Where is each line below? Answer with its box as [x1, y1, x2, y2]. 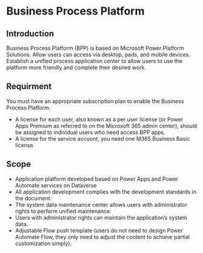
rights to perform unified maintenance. [15, 207, 112, 215]
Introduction [6, 29, 55, 39]
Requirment [6, 81, 52, 92]
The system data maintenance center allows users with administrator [15, 201, 188, 208]
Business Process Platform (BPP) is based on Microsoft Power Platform [6, 44, 184, 52]
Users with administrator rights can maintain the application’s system [15, 214, 187, 221]
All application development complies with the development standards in [15, 188, 197, 195]
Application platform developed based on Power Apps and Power [15, 175, 179, 183]
